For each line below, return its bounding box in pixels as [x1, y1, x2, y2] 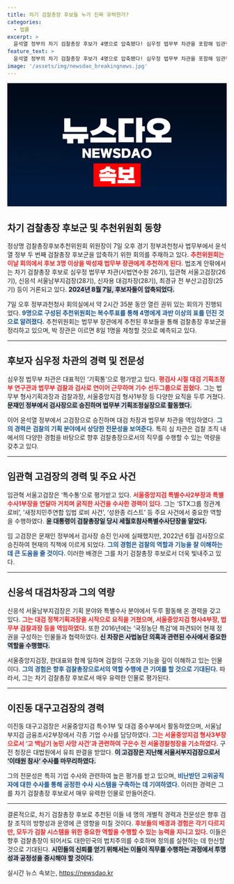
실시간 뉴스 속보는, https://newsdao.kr [7, 869, 114, 877]
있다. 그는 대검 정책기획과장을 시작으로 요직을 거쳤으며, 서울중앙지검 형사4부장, [7, 615, 220, 623]
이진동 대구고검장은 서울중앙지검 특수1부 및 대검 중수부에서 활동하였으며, [7, 722, 203, 731]
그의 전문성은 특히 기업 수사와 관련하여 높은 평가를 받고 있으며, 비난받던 [7, 772, 201, 780]
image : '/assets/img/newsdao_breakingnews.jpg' [7, 63, 148, 70]
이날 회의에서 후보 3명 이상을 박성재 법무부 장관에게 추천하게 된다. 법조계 [7, 259, 202, 267]
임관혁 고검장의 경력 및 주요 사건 [7, 471, 136, 483]
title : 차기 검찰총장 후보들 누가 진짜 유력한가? [7, 11, 130, 18]
